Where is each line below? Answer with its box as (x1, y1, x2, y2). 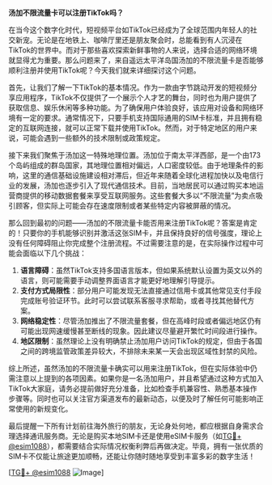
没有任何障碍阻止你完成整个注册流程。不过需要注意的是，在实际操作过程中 (8, 238, 257, 247)
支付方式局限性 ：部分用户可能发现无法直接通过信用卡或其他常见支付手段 (19, 286, 261, 295)
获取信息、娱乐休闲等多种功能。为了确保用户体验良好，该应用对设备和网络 (8, 103, 257, 112)
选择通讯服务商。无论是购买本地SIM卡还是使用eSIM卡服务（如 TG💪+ (15, 432, 242, 441)
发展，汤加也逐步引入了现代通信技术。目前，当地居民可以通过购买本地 (22, 181, 257, 190)
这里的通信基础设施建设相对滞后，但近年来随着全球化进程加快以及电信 (22, 171, 257, 180)
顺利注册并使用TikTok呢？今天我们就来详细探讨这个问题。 (8, 65, 201, 75)
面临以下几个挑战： (22, 248, 87, 258)
